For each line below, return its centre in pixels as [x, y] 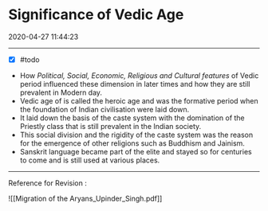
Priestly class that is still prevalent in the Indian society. [110, 126]
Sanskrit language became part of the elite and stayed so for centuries [136, 152]
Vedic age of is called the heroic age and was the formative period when [139, 101]
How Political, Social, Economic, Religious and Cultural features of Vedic [139, 76]
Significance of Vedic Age [96, 15]
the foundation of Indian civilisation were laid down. [104, 109]
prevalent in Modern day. [61, 92]
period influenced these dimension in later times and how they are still [135, 84]
